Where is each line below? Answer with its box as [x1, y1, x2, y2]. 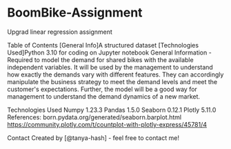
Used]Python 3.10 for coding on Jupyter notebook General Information [7, 48, 208, 57]
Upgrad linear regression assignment [7, 28, 112, 36]
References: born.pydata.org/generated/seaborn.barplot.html [7, 112, 181, 121]
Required [7, 55, 33, 63]
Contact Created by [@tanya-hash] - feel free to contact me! [7, 133, 179, 142]
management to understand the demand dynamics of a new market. [7, 92, 201, 101]
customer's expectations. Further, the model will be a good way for [7, 85, 198, 93]
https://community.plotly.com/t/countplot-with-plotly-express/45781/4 [7, 120, 208, 128]
